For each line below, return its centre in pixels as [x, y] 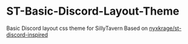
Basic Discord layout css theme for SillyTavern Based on [77, 28]
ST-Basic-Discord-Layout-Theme [93, 11]
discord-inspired [27, 34]
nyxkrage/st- [165, 28]
